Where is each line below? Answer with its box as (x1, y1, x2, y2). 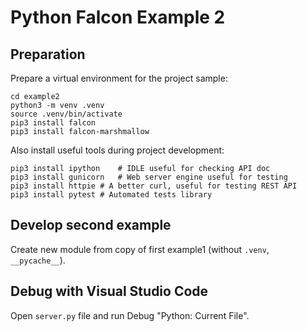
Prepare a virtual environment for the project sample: (10, 72, 228, 84)
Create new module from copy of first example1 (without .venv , (10, 243, 270, 255)
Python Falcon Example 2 (10, 6, 226, 29)
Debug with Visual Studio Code (10, 283, 209, 300)
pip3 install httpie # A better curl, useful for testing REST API (10, 181, 298, 191)
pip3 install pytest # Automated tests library (10, 190, 213, 200)
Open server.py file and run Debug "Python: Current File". (10, 309, 250, 321)
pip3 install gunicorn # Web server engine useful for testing (10, 172, 288, 182)
